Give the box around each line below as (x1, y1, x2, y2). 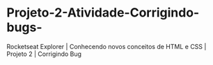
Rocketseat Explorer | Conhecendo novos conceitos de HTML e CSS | (6, 42, 207, 50)
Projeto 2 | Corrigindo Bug (6, 50, 81, 58)
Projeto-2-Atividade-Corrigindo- (6, 5, 200, 21)
